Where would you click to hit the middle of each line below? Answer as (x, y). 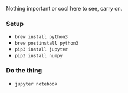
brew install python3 (41, 37)
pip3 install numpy (39, 56)
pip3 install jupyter (41, 49)
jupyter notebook (36, 84)
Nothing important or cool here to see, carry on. (64, 9)
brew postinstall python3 (46, 44)
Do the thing (24, 71)
